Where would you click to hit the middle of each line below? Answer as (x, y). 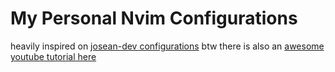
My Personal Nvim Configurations (154, 18)
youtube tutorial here (53, 56)
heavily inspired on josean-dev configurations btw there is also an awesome (167, 46)
